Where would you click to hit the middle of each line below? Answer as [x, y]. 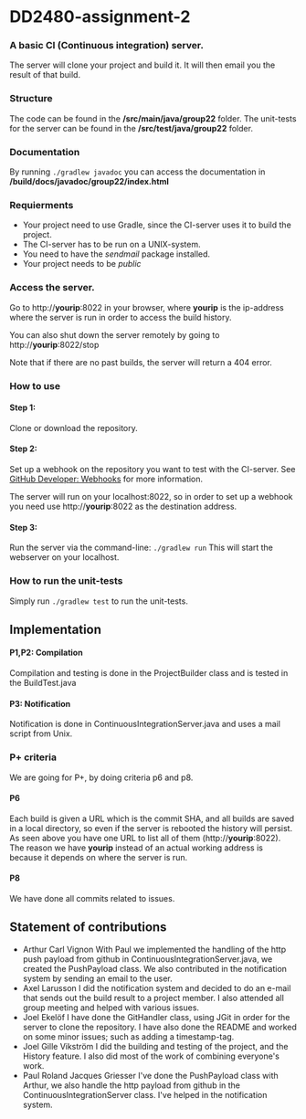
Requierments [42, 205]
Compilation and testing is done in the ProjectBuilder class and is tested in [149, 673]
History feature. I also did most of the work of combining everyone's [151, 1056]
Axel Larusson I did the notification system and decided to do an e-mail [157, 987]
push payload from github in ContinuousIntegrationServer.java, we [148, 959]
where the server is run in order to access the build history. [121, 317]
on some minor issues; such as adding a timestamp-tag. [128, 1036]
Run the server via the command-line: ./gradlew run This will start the [142, 548]
